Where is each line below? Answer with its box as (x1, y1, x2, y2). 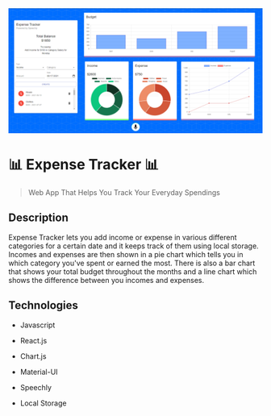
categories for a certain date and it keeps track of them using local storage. (8, 241, 260, 251)
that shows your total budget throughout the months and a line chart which (8, 266, 257, 277)
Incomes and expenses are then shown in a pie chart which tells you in (8, 249, 244, 259)
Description (8, 211, 69, 225)
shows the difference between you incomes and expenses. (8, 275, 205, 285)
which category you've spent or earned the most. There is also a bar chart (8, 258, 256, 268)
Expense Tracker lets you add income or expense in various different (8, 232, 237, 242)
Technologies (8, 298, 79, 313)
